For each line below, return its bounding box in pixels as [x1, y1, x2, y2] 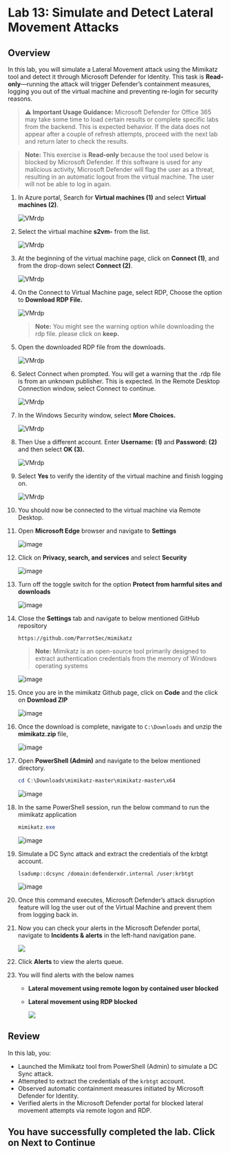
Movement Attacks [8, 19, 119, 35]
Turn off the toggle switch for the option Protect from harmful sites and [17, 580, 222, 588]
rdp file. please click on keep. [34, 330, 120, 337]
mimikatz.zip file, [17, 730, 68, 738]
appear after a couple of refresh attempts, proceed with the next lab [24, 130, 218, 138]
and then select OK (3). [17, 445, 85, 453]
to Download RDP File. [17, 295, 83, 304]
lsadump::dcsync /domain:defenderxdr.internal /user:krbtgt [17, 870, 194, 877]
